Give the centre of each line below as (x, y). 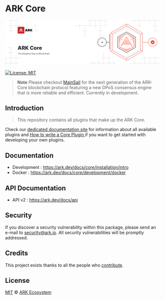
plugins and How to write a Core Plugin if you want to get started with (75, 135)
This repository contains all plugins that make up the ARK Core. (81, 120)
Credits (17, 253)
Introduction (25, 108)
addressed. (16, 237)
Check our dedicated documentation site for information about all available (81, 130)
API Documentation (36, 188)
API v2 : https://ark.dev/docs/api (45, 200)
